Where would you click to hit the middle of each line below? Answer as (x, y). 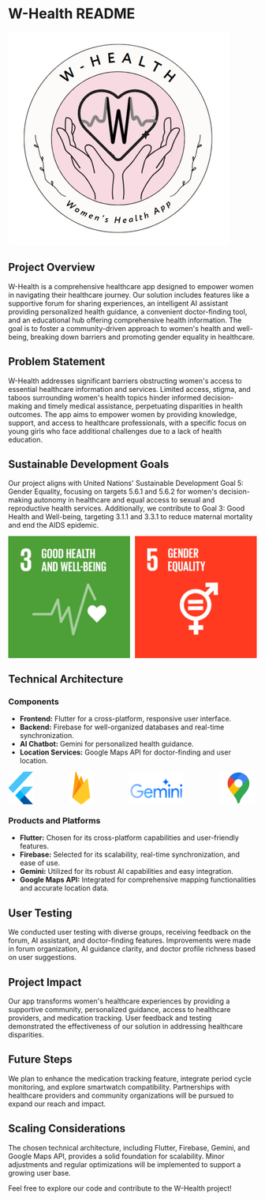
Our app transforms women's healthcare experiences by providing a (119, 1001)
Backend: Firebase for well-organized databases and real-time (122, 727)
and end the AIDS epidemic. (54, 525)
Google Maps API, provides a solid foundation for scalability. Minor (116, 1156)
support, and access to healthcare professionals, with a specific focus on (127, 423)
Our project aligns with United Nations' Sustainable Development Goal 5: (126, 484)
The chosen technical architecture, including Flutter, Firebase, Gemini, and (129, 1147)
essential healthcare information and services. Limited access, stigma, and (129, 389)
